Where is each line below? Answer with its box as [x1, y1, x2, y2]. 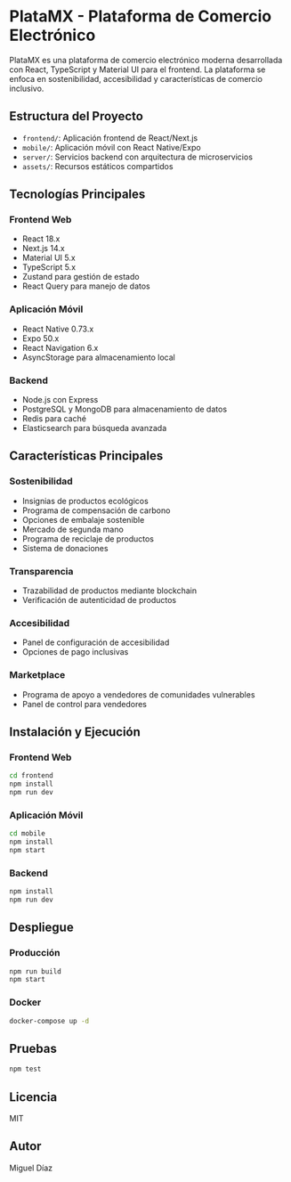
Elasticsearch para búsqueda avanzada [21, 423, 167, 434]
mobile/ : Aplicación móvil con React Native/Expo [21, 142, 202, 152]
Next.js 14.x [21, 243, 65, 254]
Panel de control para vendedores [21, 698, 147, 709]
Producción [9, 947, 61, 959]
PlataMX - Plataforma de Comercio [9, 6, 272, 27]
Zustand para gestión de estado [21, 272, 140, 282]
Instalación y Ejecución [9, 724, 141, 739]
